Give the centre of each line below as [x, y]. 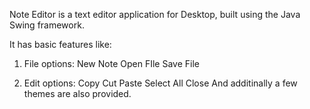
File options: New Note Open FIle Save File [111, 63]
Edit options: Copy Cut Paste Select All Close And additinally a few [160, 83]
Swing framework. [47, 25]
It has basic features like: [60, 44]
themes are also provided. [77, 93]
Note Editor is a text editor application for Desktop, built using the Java [155, 14]
